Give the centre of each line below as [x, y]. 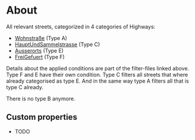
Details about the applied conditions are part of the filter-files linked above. [98, 68]
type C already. [25, 87]
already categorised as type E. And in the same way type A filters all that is [97, 81]
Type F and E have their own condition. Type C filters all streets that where [97, 74]
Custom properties [42, 117]
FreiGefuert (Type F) [40, 57]
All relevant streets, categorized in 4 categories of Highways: [81, 27]
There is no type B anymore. [41, 99]
